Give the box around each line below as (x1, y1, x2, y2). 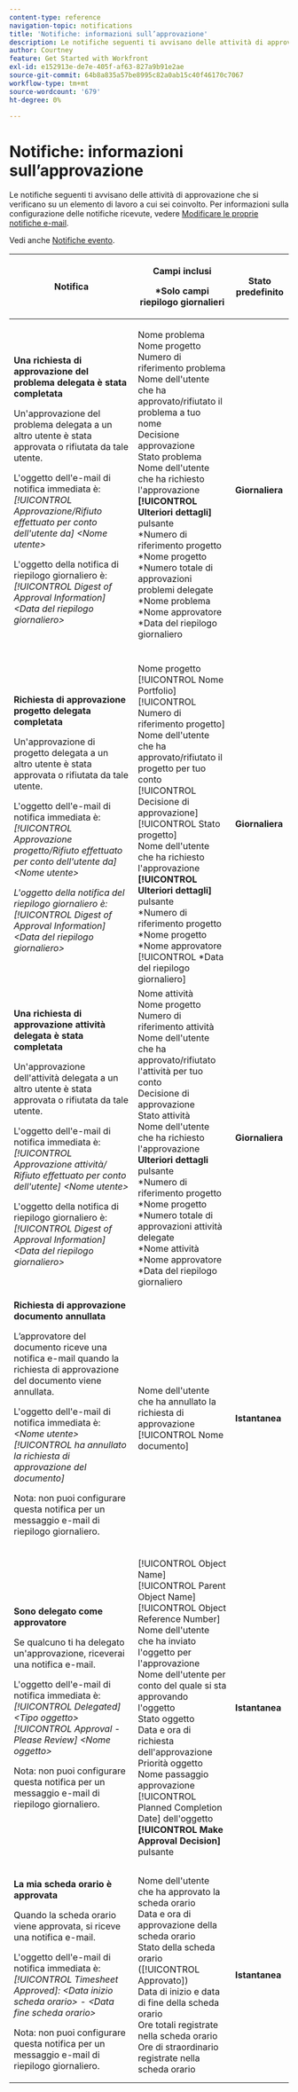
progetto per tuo (137, 762, 207, 775)
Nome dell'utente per (137, 1669, 226, 1681)
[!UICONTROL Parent (137, 1580, 226, 1593)
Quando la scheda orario (13, 1909, 117, 1922)
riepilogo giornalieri (139, 296, 225, 309)
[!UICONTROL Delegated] (13, 1701, 122, 1713)
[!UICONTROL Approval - (13, 1723, 121, 1735)
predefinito (235, 286, 284, 298)
